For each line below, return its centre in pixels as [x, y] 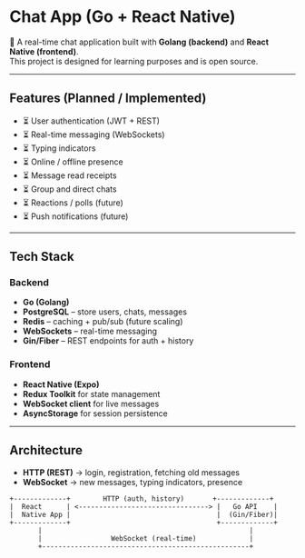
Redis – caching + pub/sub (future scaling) [103, 322]
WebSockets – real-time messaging [89, 331]
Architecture [46, 450]
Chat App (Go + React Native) [123, 17]
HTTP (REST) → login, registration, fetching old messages [131, 472]
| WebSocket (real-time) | [146, 538]
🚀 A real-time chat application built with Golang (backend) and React [139, 42]
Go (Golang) [46, 303]
